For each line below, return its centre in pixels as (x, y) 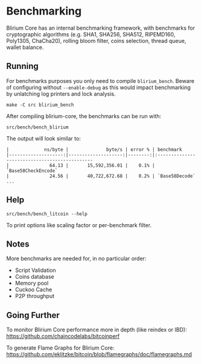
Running (23, 66)
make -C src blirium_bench (40, 105)
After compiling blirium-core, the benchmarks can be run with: (84, 116)
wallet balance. (25, 47)
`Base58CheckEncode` (32, 171)
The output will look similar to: (44, 138)
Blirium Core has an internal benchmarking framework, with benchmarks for (101, 28)
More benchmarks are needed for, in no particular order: (76, 259)
